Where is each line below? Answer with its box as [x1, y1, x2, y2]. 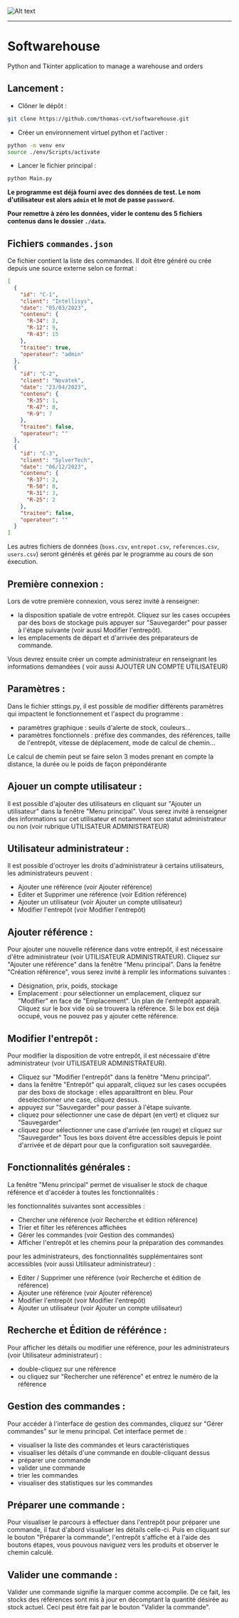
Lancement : [7, 83, 64, 95]
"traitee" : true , [20, 344, 72, 351]
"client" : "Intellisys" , [20, 298, 94, 305]
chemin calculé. [7, 1548, 54, 1557]
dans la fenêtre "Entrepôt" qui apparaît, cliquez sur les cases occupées [17, 1080, 227, 1089]
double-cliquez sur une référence [17, 1364, 117, 1373]
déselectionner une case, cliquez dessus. [17, 1095, 140, 1104]
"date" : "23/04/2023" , [20, 384, 87, 391]
